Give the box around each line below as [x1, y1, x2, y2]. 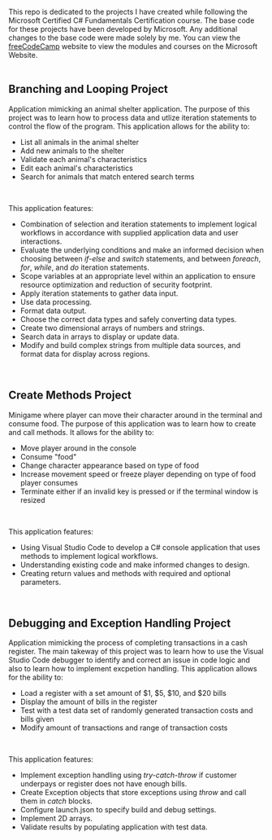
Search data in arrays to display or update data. [19, 332, 180, 341]
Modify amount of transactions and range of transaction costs [19, 723, 228, 732]
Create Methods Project [8, 389, 132, 402]
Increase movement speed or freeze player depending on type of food [19, 468, 256, 479]
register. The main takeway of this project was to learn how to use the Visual [8, 647, 264, 657]
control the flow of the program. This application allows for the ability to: [8, 121, 250, 131]
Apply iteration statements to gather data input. [19, 288, 179, 298]
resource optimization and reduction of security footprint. [19, 279, 213, 289]
